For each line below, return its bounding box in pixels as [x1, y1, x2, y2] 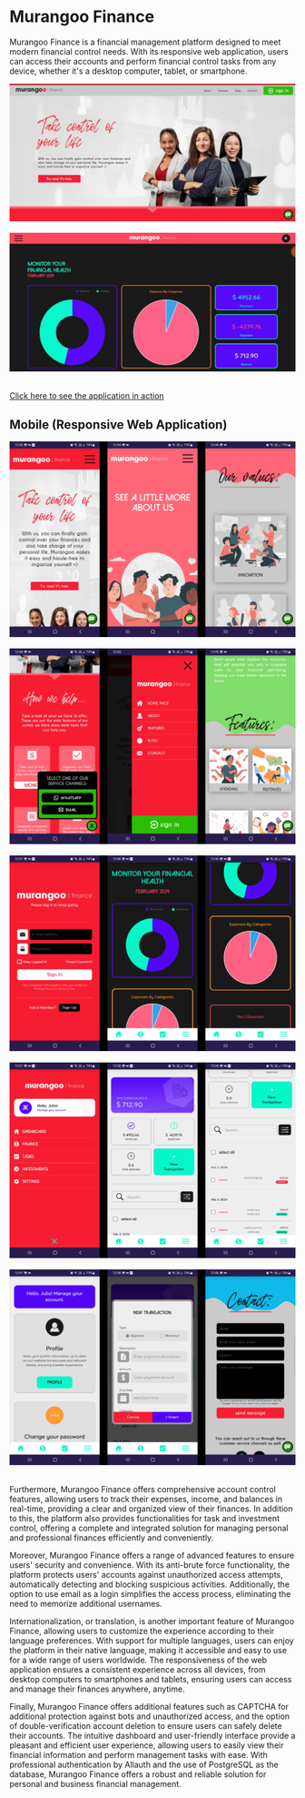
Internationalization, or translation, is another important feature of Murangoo [9, 1616, 295, 1627]
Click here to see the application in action [9, 390, 165, 401]
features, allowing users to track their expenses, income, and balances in [9, 1494, 283, 1505]
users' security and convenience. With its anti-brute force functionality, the [9, 1560, 290, 1571]
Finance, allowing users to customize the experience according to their [9, 1626, 275, 1637]
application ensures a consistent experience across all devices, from [9, 1664, 266, 1675]
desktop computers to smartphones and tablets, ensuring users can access [9, 1674, 292, 1685]
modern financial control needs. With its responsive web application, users [9, 45, 289, 56]
